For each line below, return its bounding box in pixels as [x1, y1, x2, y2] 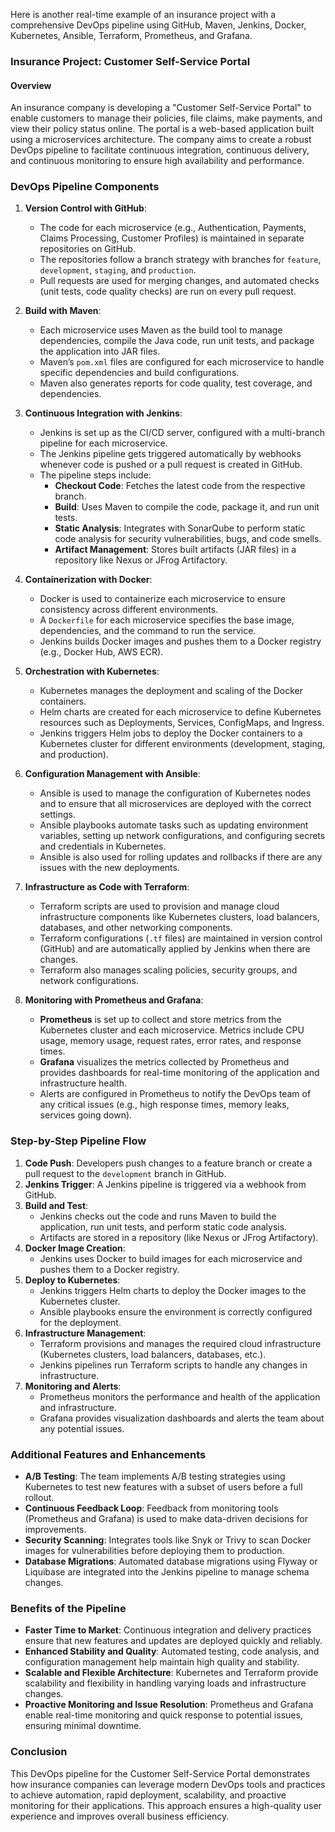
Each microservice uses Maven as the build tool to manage [39, 324, 283, 336]
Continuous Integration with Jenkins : [24, 407, 183, 419]
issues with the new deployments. [39, 862, 180, 874]
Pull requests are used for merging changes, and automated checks [39, 275, 320, 287]
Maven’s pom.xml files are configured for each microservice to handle [39, 356, 325, 368]
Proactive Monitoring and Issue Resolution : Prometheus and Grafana [24, 1699, 314, 1711]
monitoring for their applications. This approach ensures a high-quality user [10, 1799, 322, 1811]
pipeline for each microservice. [39, 437, 168, 449]
